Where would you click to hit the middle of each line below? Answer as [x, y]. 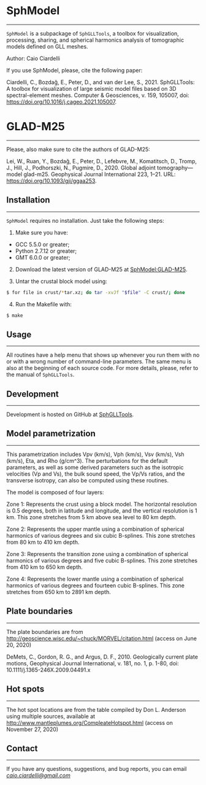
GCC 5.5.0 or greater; [42, 244]
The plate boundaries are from [45, 632]
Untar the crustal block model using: [61, 281]
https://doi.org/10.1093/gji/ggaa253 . [51, 180]
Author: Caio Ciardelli [33, 58]
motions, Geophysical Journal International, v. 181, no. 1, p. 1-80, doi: [93, 663]
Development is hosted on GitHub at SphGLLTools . [70, 414]
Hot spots [25, 689]
